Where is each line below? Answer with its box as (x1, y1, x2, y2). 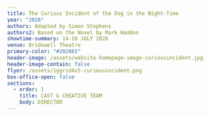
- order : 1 (13, 86, 44, 93)
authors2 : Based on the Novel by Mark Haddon (7, 29, 139, 36)
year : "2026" (7, 16, 44, 23)
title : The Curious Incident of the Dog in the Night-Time (7, 10, 179, 17)
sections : (7, 80, 36, 87)
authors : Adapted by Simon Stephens (7, 23, 111, 29)
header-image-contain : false (7, 61, 90, 68)
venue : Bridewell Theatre (7, 42, 81, 48)
